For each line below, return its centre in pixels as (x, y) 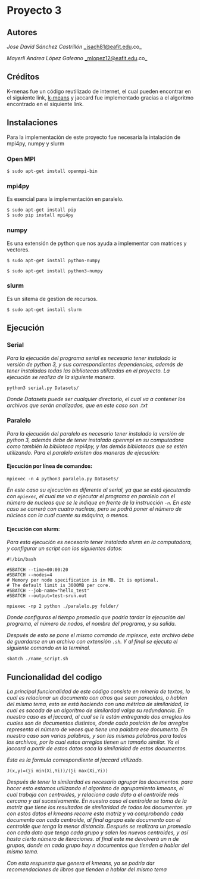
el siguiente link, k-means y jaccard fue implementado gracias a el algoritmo (100, 97)
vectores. (18, 249)
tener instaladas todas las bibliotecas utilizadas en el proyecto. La (88, 371)
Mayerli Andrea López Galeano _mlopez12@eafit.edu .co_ (77, 58)
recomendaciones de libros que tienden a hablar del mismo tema (87, 869)
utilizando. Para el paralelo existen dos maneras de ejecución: (83, 452)
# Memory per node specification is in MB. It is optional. (83, 580)
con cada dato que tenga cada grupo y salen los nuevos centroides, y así (98, 833)
